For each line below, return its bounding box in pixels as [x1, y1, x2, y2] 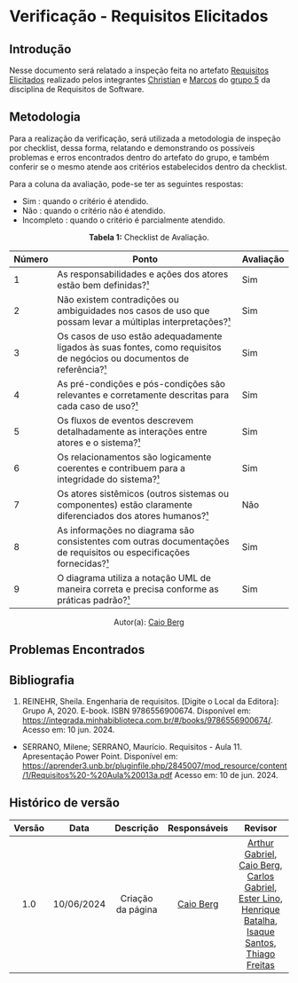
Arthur [247, 837, 275, 849]
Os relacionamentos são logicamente [57, 451, 212, 463]
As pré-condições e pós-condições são [57, 377, 226, 389]
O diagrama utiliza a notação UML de [57, 571, 211, 584]
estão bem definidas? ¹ [57, 279, 150, 291]
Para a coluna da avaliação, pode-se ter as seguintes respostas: [9, 178, 244, 189]
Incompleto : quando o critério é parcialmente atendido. [21, 215, 226, 225]
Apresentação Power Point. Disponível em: [21, 751, 179, 762]
